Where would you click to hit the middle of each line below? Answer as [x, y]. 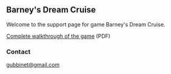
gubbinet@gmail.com [33, 65]
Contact [18, 52]
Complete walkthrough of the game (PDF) [59, 36]
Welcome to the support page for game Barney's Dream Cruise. [86, 24]
